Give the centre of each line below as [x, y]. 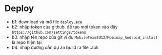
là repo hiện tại [27, 42]
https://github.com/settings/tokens [49, 32]
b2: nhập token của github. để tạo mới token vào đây [65, 27]
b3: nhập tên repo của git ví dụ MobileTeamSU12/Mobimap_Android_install [85, 37]
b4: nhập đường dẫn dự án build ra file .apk [55, 47]
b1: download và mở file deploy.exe [47, 22]
